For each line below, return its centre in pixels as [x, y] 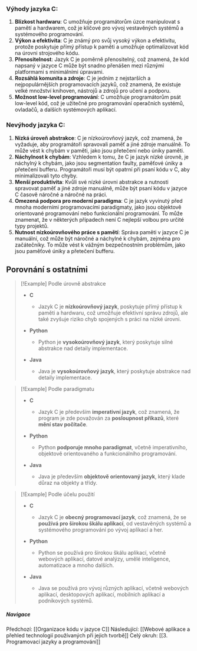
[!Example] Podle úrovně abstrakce [63, 284]
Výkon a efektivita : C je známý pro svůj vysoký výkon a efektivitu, [95, 41]
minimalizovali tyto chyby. [46, 176]
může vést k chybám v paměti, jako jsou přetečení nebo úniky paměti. [99, 150]
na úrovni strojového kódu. [47, 53]
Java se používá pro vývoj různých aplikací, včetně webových [113, 588]
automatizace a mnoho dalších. [76, 565]
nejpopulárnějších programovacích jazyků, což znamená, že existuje [98, 85]
